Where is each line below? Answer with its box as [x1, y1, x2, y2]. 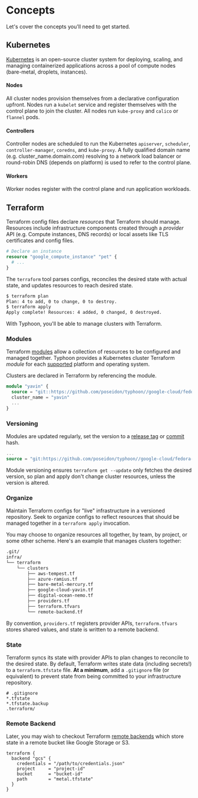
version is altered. [6, 479, 49, 486]
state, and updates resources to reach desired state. [6, 282, 134, 289]
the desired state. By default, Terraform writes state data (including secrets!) [6, 660, 192, 667]
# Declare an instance [6, 249, 62, 254]
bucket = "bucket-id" [16, 771, 83, 777]
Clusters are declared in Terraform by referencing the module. [6, 372, 157, 379]
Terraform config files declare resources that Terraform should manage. [6, 218, 181, 226]
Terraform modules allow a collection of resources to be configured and [6, 348, 181, 355]
